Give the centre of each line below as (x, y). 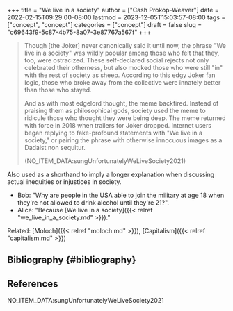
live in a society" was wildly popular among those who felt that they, (122, 53)
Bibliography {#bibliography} (72, 260)
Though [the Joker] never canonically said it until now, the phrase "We (125, 45)
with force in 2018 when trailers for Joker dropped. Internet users (118, 125)
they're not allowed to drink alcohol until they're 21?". (93, 203)
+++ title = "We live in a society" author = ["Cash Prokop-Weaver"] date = (113, 10)
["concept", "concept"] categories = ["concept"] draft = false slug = (105, 25)
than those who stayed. (58, 90)
